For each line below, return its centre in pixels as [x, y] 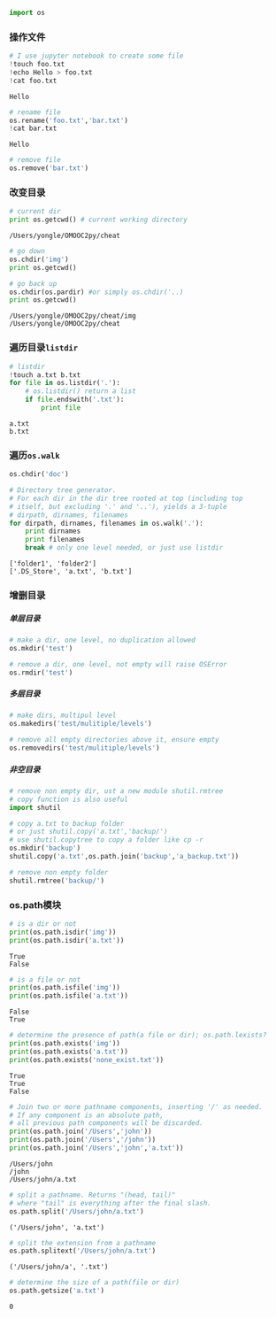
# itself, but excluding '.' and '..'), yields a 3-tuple [118, 506]
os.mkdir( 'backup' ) [45, 848]
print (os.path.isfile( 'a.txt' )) [69, 996]
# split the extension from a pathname [83, 1243]
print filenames [55, 540]
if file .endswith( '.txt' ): [75, 400]
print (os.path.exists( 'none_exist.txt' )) [87, 1060]
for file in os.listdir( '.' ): [65, 383]
